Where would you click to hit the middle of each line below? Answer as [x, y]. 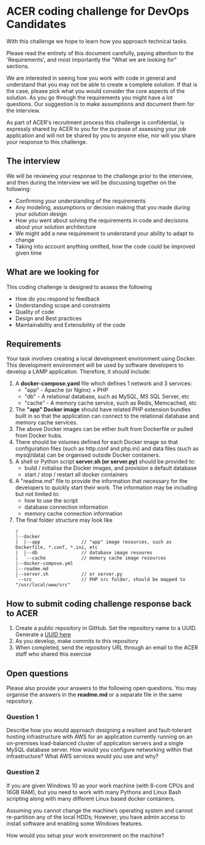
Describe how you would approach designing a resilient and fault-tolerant [99, 730]
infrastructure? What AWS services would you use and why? [83, 756]
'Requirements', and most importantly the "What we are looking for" [92, 59]
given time [28, 253]
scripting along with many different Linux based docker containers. [91, 798]
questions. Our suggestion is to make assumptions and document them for [100, 104]
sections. [18, 66]
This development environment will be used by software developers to [95, 365]
